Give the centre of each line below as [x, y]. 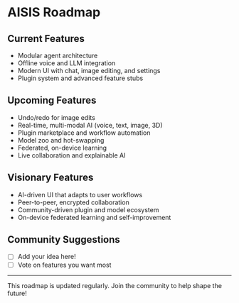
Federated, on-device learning [62, 148]
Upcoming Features [52, 100]
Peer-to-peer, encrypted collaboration [73, 202]
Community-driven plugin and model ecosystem [88, 209]
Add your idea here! [47, 257]
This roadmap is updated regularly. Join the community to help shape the [115, 285]
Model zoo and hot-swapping [61, 140]
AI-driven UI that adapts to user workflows [80, 194]
